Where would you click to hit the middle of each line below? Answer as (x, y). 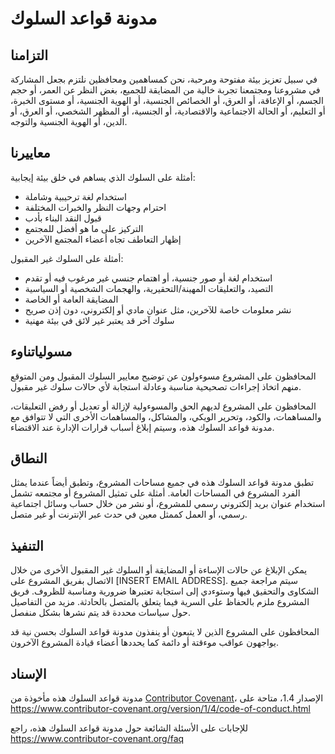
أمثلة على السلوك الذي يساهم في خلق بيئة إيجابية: (103, 177)
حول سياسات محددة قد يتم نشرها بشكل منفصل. (101, 613)
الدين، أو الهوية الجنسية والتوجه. (69, 121)
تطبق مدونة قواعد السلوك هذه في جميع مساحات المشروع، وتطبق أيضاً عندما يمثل (162, 483)
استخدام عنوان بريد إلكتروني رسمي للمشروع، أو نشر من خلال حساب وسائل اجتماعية (168, 504)
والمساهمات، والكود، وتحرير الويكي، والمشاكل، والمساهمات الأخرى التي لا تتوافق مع (166, 416)
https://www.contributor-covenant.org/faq (97, 739)
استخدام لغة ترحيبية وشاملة (75, 196)
